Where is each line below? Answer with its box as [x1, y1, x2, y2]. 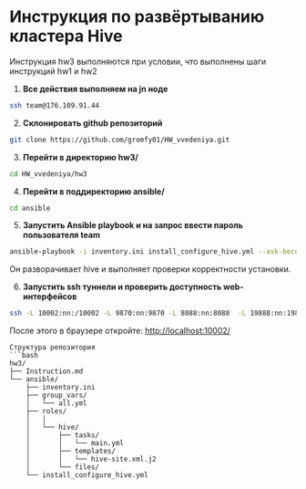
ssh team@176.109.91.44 [9, 100, 100, 110]
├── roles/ [25, 407, 67, 416]
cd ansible [9, 203, 51, 213]
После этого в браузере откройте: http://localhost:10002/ [9, 326, 230, 337]
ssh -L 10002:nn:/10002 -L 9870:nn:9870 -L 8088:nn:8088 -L [9, 308, 247, 318]
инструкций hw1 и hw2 [9, 66, 97, 77]
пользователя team [22, 230, 101, 241]
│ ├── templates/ [25, 447, 117, 456]
